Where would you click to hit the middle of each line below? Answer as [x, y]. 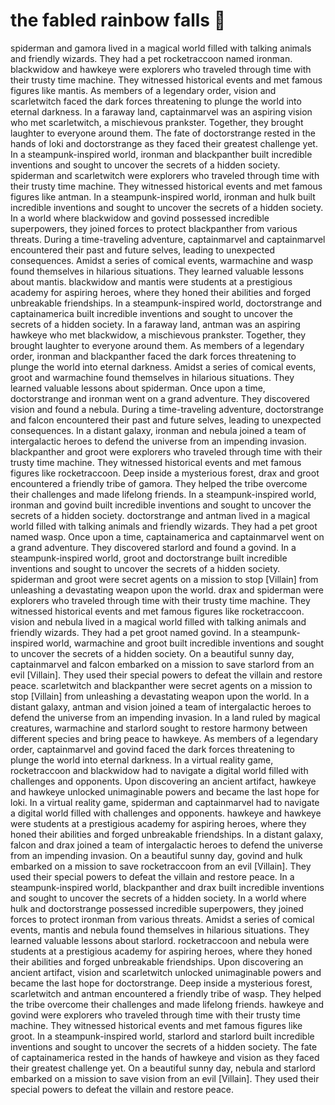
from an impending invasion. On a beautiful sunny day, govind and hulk [156, 855]
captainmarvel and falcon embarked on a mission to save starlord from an [162, 664]
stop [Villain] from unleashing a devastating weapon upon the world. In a [160, 696]
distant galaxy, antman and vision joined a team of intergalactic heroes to [161, 706]
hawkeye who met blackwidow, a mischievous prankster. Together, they [158, 335]
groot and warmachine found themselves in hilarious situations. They [152, 377]
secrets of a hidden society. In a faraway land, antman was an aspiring [155, 324]
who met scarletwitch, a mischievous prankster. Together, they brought [157, 122]
